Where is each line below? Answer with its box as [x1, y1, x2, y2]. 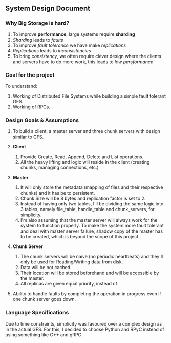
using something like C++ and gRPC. [5, 331, 83, 338]
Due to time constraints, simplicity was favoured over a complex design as [5, 320, 162, 327]
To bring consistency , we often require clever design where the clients [12, 53, 161, 59]
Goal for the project [5, 71, 55, 79]
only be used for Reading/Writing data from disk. [20, 259, 123, 265]
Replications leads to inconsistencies [12, 47, 91, 53]
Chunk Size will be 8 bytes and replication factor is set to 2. [20, 195, 146, 202]
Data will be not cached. [20, 264, 72, 271]
